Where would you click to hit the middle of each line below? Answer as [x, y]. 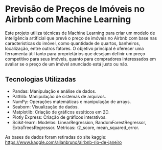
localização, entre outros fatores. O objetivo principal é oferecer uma [75, 48]
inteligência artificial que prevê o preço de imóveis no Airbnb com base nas [81, 38]
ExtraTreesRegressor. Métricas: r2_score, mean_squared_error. [76, 128]
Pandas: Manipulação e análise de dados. [54, 91]
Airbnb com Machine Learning [68, 19]
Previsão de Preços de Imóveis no [75, 9]
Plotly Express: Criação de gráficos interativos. [59, 117]
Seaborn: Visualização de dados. [46, 107]
